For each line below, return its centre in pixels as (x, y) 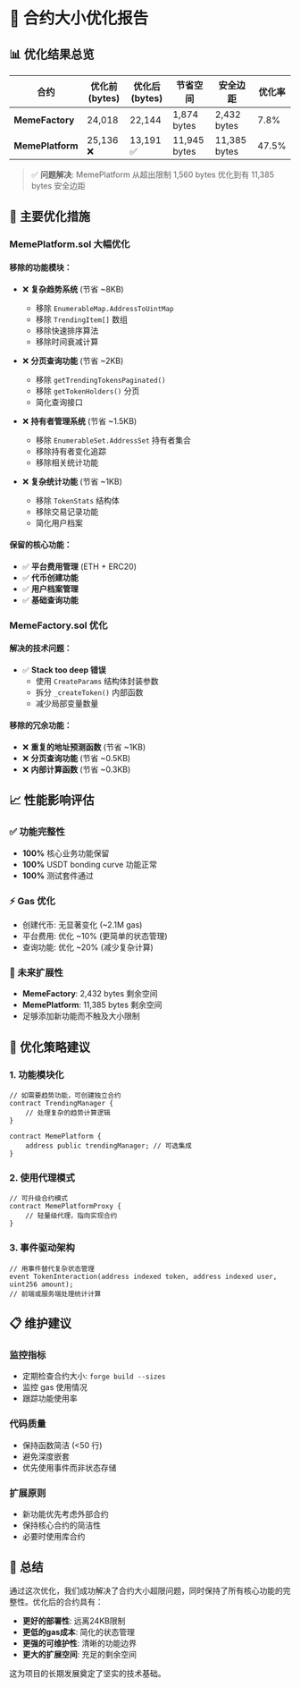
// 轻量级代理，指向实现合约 (71, 1216)
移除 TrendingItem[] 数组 (81, 319)
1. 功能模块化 (37, 1074)
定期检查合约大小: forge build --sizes (94, 1376)
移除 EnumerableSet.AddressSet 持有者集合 (113, 440)
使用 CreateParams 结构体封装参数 (97, 681)
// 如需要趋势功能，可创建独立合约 (65, 1096)
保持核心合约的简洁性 (61, 1525)
